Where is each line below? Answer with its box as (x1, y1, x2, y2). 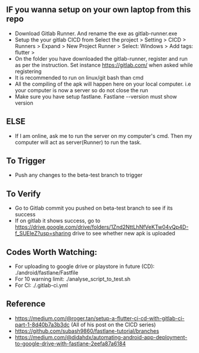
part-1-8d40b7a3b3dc (14, 321, 70, 328)
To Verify (6, 188, 41, 198)
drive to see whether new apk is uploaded (72, 230, 176, 237)
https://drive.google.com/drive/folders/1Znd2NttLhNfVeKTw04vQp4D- (14, 223, 189, 231)
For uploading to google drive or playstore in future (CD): (14, 263, 155, 270)
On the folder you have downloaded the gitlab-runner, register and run (14, 55, 188, 62)
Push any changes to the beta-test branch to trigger (14, 172, 143, 179)
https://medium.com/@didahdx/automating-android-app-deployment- (14, 333, 188, 341)
